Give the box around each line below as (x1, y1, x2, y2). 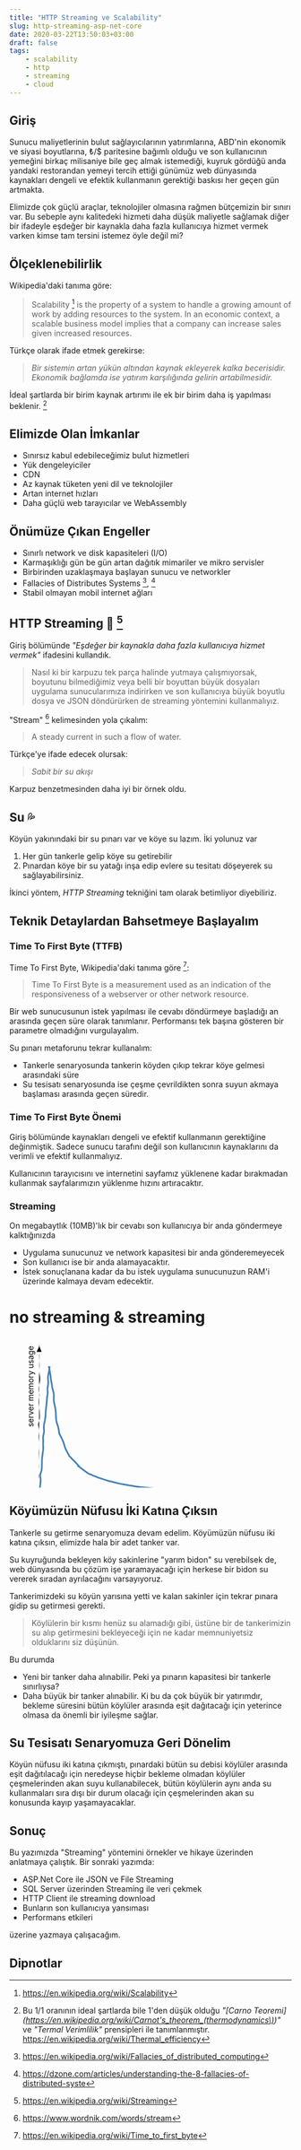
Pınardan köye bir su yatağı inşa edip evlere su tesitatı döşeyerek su (21, 860, 273, 871)
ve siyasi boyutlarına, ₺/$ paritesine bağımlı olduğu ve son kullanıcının (9, 146, 268, 157)
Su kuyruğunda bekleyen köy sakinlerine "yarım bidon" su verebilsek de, (9, 1554, 278, 1565)
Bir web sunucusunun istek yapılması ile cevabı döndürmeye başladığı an (9, 1006, 279, 1017)
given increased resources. (30, 327, 133, 338)
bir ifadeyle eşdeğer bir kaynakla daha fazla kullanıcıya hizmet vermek (9, 221, 269, 231)
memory (25, 1370, 36, 1402)
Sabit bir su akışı (30, 766, 94, 777)
